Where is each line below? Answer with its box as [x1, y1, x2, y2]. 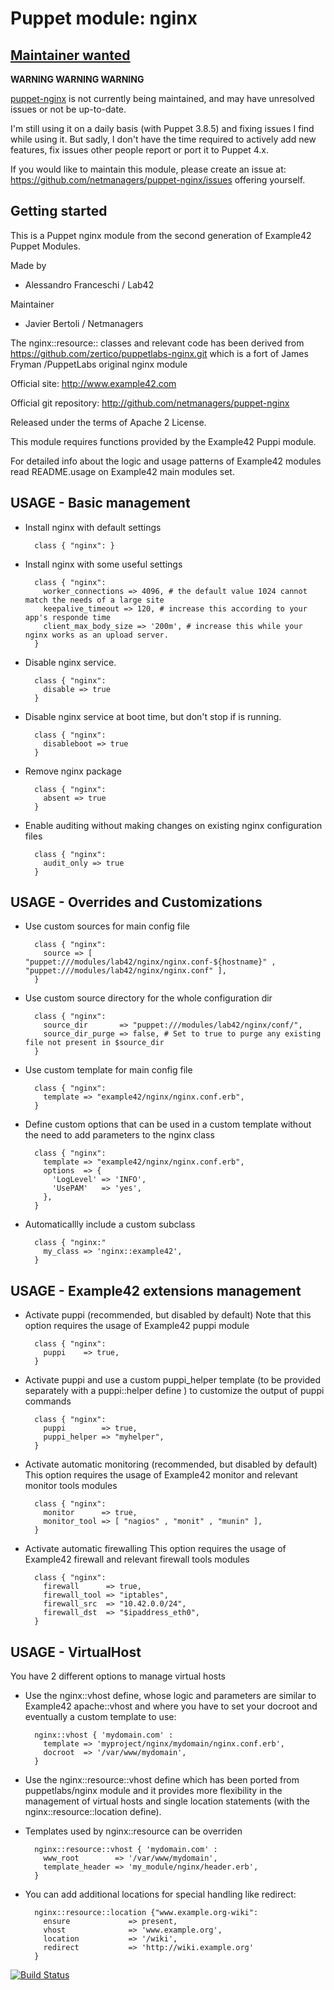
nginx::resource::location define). [24, 1806, 162, 1818]
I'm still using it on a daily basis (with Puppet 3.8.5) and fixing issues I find [10, 123, 315, 134]
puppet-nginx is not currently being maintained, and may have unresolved [10, 93, 315, 104]
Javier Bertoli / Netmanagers [24, 317, 144, 329]
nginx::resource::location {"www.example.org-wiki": [34, 1908, 259, 1918]
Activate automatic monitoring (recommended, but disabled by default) [24, 1458, 318, 1471]
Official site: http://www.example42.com [10, 377, 177, 389]
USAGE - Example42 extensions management [10, 1282, 302, 1299]
